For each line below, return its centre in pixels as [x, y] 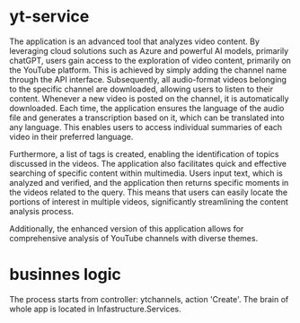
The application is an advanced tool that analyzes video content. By [135, 41]
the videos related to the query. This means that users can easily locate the [149, 192]
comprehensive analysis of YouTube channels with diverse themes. [134, 238]
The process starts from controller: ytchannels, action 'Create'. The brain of [149, 299]
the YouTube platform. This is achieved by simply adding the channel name [148, 70]
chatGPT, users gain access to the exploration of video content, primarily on [150, 60]
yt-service [49, 17]
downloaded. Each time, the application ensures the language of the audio [147, 108]
